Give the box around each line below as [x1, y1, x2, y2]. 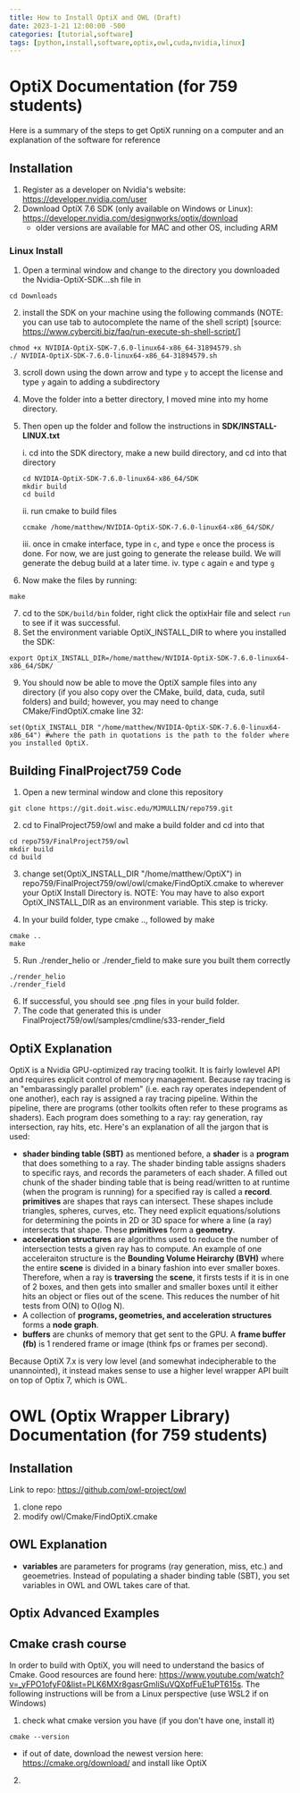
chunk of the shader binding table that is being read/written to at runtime [21, 1177, 290, 1188]
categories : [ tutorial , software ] [9, 30, 134, 38]
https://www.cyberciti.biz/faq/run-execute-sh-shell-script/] [21, 326, 241, 337]
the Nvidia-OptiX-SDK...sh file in [21, 275, 141, 285]
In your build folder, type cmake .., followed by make [21, 914, 215, 926]
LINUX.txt [21, 430, 61, 441]
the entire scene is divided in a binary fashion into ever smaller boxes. [21, 1262, 280, 1273]
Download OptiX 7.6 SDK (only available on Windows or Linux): [21, 203, 254, 214]
